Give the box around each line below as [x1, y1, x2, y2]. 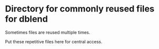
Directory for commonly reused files [5, 3, 155, 14]
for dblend [5, 13, 48, 24]
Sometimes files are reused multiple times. [5, 29, 90, 35]
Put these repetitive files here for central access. [5, 38, 103, 44]
